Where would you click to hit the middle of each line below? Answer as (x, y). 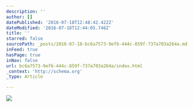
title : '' (18, 33)
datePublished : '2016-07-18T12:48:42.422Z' (60, 22)
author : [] (19, 17)
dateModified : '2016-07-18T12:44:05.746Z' (59, 28)
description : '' (26, 11)
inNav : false (22, 60)
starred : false (25, 39)
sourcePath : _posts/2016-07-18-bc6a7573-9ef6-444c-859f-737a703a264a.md (97, 44)
